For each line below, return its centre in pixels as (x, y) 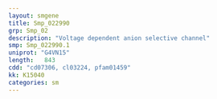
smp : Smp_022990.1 (39, 46)
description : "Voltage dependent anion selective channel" (109, 38)
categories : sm (34, 82)
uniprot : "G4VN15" (39, 53)
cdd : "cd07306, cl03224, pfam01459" (70, 68)
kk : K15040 (27, 75)
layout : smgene (34, 16)
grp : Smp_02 (28, 30)
